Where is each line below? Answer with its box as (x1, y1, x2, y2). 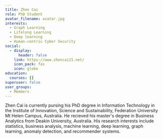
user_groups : (5, 84, 32, 90)
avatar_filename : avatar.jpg (5, 16, 65, 21)
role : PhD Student (5, 12, 43, 17)
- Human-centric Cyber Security (9, 39, 76, 44)
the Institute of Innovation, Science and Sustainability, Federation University (5, 108, 158, 114)
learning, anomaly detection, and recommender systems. (5, 128, 121, 135)
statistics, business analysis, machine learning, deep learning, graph (5, 123, 144, 129)
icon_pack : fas (14, 62, 45, 67)
